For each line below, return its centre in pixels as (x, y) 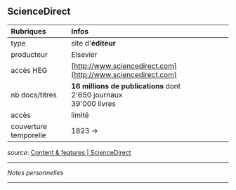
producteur (29, 54)
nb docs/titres (34, 95)
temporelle (28, 135)
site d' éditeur (93, 43)
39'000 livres (93, 103)
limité (80, 115)
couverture (29, 126)
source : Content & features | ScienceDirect (69, 152)
